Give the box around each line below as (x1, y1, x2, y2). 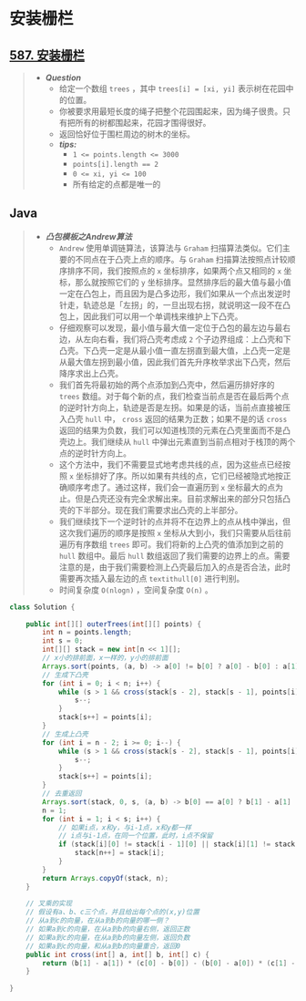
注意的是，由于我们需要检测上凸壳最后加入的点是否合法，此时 (58, 562, 291, 573)
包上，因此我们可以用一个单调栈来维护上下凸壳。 (58, 311, 243, 322)
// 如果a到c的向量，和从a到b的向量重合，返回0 (25, 941, 180, 951)
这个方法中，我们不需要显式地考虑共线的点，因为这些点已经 (58, 459, 283, 470)
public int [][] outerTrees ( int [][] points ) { (25, 619, 202, 629)
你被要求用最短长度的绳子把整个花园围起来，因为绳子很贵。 (58, 106, 283, 117)
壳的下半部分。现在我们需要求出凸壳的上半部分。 (58, 504, 243, 515)
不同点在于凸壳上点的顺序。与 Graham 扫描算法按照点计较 (75, 253, 289, 264)
